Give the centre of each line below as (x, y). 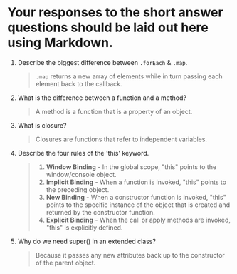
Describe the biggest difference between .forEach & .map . (102, 62)
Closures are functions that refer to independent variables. (121, 139)
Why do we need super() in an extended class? (87, 241)
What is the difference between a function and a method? (102, 98)
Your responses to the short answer (115, 12)
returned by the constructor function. (100, 212)
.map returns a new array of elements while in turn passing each (129, 76)
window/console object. (81, 174)
